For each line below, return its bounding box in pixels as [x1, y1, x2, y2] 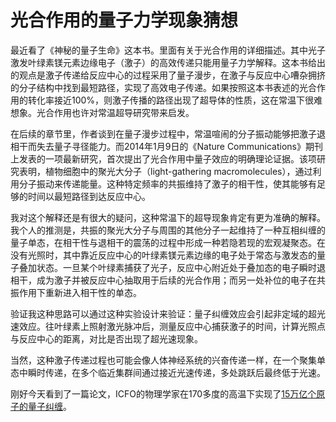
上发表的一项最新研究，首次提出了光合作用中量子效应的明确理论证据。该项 [10, 152, 317, 165]
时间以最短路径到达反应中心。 [27, 190, 151, 202]
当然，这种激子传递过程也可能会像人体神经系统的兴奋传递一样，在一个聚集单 [10, 354, 326, 366]
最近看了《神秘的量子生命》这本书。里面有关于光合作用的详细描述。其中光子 [10, 44, 326, 56]
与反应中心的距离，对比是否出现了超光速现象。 [10, 332, 203, 345]
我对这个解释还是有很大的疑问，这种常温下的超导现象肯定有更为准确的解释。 [10, 211, 326, 223]
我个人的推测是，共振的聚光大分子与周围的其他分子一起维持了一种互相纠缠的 [10, 224, 326, 236]
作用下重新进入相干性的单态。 [18, 286, 142, 298]
